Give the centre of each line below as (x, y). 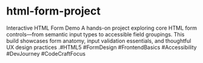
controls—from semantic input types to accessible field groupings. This (95, 34)
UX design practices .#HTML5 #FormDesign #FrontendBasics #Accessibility (101, 47)
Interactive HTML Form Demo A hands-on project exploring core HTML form (101, 28)
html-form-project (54, 11)
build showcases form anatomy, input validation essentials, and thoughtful (99, 41)
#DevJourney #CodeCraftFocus (46, 53)
